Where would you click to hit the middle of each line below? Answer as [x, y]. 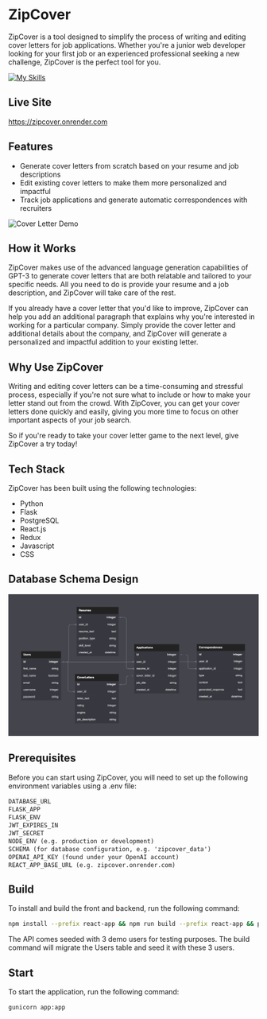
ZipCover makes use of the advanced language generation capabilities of [128, 267]
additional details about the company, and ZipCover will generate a [118, 334]
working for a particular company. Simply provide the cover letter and [122, 325]
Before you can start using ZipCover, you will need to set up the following [128, 777]
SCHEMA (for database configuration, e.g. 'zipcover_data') [110, 849]
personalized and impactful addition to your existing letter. [103, 342]
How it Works [42, 248]
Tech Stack [37, 469]
